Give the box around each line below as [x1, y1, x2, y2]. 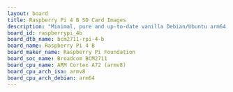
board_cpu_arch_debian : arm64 [7, 74, 96, 82]
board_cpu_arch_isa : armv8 [7, 68, 86, 75]
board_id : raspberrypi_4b [7, 29, 82, 37]
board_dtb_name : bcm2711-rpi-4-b [7, 36, 105, 43]
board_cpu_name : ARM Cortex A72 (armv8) [7, 62, 127, 68]
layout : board [7, 10, 49, 17]
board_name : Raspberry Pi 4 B [7, 42, 96, 49]
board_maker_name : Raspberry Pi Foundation [7, 49, 136, 56]
